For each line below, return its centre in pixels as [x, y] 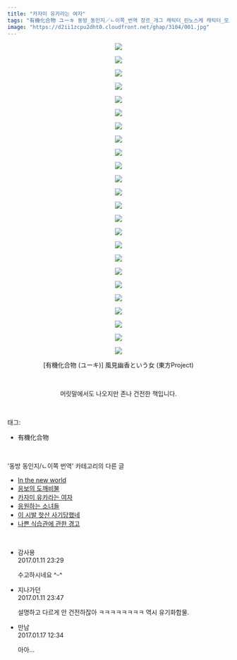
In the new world [42, 480]
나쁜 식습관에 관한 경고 [49, 524]
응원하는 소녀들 [38, 506]
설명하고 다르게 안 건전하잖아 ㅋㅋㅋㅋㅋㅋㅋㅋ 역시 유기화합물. [103, 612]
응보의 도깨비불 [38, 489]
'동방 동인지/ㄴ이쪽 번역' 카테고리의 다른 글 [66, 466]
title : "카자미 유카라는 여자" [47, 14]
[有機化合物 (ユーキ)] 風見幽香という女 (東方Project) [119, 365]
